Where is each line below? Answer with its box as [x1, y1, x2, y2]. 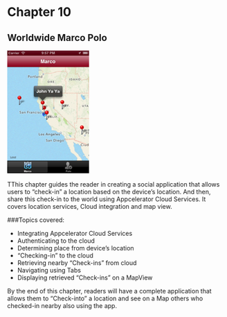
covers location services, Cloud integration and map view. [7, 203, 172, 210]
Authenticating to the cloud [17, 237, 96, 245]
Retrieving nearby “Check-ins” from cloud [17, 259, 137, 267]
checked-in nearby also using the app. [7, 302, 118, 309]
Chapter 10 [7, 4, 71, 20]
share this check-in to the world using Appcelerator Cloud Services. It [7, 195, 206, 203]
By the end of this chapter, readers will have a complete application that [7, 287, 212, 295]
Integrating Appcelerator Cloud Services [17, 230, 133, 237]
